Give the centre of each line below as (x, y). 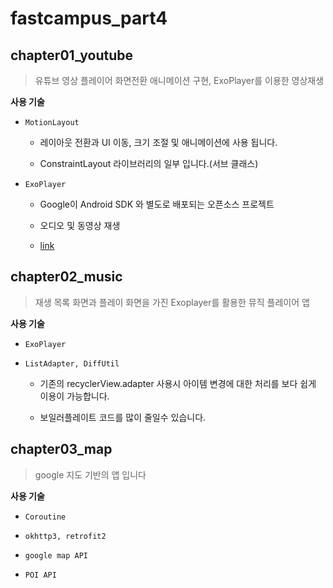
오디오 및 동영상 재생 (80, 225)
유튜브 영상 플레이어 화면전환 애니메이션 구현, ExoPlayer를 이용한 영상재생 (179, 80)
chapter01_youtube (72, 55)
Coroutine (45, 517)
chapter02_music (66, 277)
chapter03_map (61, 449)
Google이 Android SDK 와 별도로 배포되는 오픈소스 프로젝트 (157, 204)
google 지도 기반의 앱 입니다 (90, 474)
